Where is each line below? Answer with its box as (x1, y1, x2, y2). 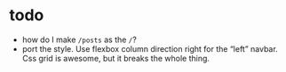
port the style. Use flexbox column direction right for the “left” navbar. (21, 43, 278, 54)
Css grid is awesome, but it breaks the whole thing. (21, 53, 211, 63)
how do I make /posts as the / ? (21, 34, 138, 45)
